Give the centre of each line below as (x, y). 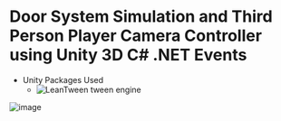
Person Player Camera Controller (136, 36)
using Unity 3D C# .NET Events (128, 55)
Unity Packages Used (63, 79)
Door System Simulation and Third (141, 17)
